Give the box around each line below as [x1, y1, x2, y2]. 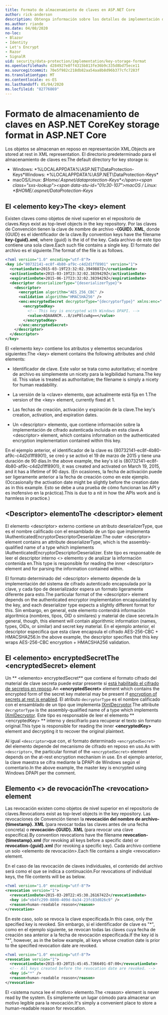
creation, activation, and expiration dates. [12, 412, 98, 418]
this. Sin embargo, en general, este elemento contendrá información [5, 607, 146, 613]
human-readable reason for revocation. [5, 1005, 86, 1011]
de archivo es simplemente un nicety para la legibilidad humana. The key [12, 371, 161, 377]
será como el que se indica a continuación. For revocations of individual [5, 868, 152, 875]
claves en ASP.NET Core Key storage [5, 119, 160, 130]
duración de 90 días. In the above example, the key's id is [5, 458, 122, 464]
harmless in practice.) [5, 495, 50, 501]
